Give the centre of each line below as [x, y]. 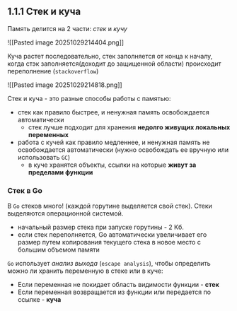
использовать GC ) [44, 157]
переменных [48, 134]
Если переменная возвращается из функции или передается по [114, 292]
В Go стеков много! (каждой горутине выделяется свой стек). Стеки [110, 206]
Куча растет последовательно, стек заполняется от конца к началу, [110, 56]
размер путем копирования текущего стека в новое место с [109, 242]
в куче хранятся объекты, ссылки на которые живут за [112, 165]
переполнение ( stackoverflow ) [53, 71]
